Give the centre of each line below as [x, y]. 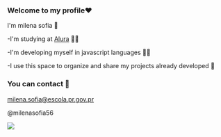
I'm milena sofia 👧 [33, 26]
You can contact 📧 [39, 84]
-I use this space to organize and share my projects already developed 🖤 [111, 66]
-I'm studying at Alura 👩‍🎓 [43, 39]
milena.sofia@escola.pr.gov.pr [51, 99]
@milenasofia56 [31, 113]
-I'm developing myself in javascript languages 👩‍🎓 [79, 53]
